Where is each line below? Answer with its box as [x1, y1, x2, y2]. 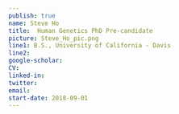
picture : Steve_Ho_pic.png [8, 34, 99, 43]
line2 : [8, 49, 31, 57]
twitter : [8, 79, 38, 87]
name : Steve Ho [8, 19, 60, 27]
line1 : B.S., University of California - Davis [8, 42, 172, 50]
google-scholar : [8, 57, 63, 65]
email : [8, 86, 31, 95]
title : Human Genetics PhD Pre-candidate [8, 26, 153, 35]
